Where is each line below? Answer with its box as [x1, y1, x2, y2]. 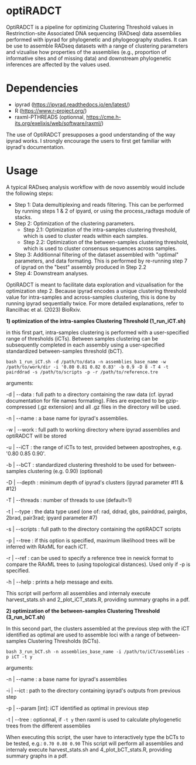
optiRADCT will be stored [6, 432, 67, 439]
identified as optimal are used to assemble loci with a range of [6, 631, 156, 638]
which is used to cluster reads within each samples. [23, 232, 148, 239]
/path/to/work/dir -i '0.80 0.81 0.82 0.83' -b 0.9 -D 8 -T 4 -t [6, 364, 169, 370]
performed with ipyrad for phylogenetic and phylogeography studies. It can [6, 36, 188, 43]
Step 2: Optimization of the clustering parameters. [14, 220, 136, 227]
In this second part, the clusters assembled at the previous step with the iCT [6, 625, 190, 632]
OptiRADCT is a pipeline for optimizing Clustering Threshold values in [6, 23, 174, 31]
